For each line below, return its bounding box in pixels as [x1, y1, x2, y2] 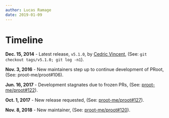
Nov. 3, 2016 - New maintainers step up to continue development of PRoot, [5, 66, 164, 73]
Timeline [5, 34, 44, 46]
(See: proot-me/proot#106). [5, 72, 64, 78]
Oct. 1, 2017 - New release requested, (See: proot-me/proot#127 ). [5, 97, 144, 103]
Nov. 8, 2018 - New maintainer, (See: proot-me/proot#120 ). [5, 107, 131, 113]
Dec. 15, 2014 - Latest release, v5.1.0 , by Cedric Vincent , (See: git [5, 51, 147, 57]
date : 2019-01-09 [5, 12, 43, 17]
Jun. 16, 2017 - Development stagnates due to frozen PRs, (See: [5, 82, 141, 88]
